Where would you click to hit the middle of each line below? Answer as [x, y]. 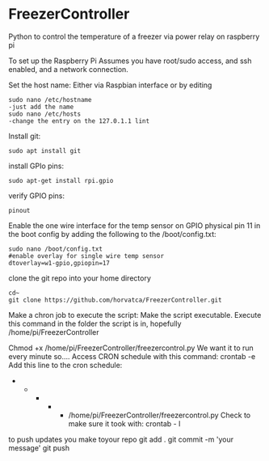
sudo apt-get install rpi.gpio [61, 180]
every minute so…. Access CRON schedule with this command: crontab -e [132, 356]
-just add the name [41, 107]
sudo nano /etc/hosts [45, 114]
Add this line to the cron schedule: [65, 365]
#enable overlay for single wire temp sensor [86, 256]
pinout [19, 210]
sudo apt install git [45, 150]
